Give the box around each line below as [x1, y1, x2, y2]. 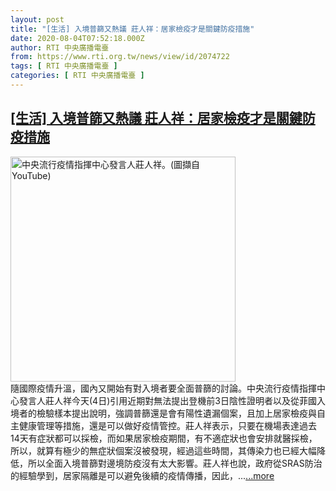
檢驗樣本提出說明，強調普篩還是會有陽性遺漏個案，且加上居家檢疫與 [36, 407, 317, 419]
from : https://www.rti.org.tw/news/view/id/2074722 [10, 52, 230, 62]
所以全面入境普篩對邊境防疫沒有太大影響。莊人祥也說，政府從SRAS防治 [27, 457, 323, 469]
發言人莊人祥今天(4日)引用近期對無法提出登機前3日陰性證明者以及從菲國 [18, 394, 317, 406]
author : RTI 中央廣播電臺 [10, 42, 110, 53]
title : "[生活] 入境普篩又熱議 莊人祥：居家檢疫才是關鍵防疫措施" [10, 24, 255, 34]
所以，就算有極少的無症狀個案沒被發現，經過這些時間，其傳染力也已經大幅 [10, 444, 317, 456]
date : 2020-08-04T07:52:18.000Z [10, 33, 145, 43]
